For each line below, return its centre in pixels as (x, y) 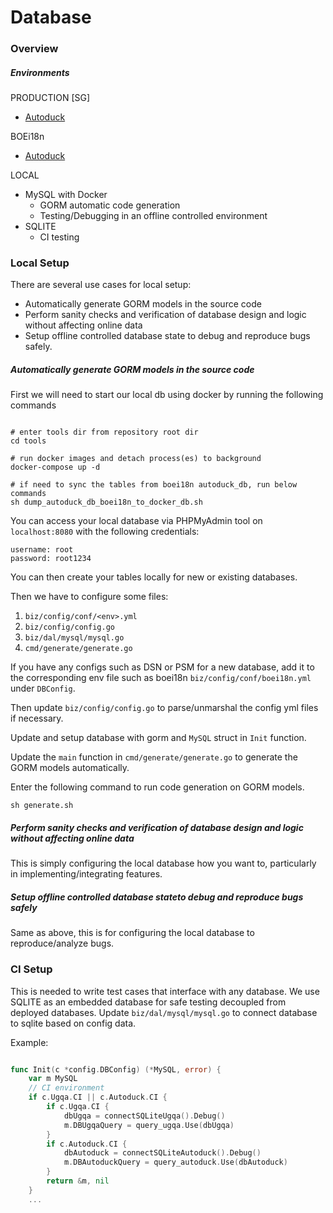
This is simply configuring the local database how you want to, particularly (163, 863)
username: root (42, 550)
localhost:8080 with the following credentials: (105, 532)
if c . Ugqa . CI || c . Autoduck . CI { (98, 1097)
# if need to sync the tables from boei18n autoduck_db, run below (154, 485)
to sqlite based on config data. (73, 1023)
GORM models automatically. (70, 768)
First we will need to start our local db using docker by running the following (167, 395)
